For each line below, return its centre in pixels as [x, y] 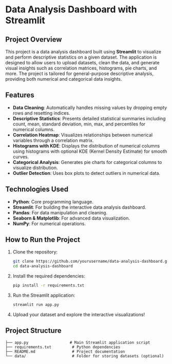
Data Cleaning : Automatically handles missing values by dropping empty [90, 107]
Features [20, 95]
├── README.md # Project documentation [65, 351]
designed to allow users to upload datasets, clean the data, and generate [82, 62]
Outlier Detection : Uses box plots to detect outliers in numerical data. [87, 173]
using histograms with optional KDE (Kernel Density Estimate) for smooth [90, 151]
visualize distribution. [35, 168]
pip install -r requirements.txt [49, 286]
